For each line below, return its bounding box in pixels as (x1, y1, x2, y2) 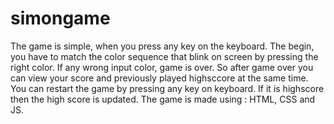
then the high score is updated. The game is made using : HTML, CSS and (10, 93, 316, 105)
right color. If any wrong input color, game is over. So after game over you (10, 61, 314, 73)
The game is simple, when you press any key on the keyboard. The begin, (10, 40, 315, 52)
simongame (10, 7, 111, 30)
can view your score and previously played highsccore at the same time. (10, 72, 309, 84)
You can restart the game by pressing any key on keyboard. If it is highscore (10, 82, 325, 94)
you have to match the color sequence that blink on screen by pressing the (10, 50, 319, 62)
